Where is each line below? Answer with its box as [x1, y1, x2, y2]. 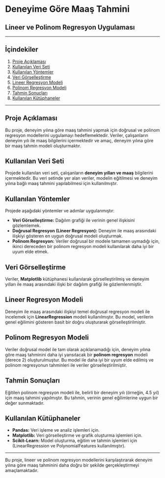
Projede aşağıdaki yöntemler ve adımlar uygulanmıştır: [5, 208, 114, 214]
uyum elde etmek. [12, 249, 49, 255]
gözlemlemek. [12, 223, 41, 228]
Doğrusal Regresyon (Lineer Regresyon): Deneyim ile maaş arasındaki [12, 228, 156, 234]
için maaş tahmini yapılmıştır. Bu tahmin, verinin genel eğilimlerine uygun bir [5, 395, 158, 401]
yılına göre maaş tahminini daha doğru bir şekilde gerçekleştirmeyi [5, 462, 139, 468]
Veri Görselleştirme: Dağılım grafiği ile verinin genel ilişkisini [12, 218, 135, 223]
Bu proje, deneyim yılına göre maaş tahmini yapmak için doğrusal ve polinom [5, 127, 160, 133]
